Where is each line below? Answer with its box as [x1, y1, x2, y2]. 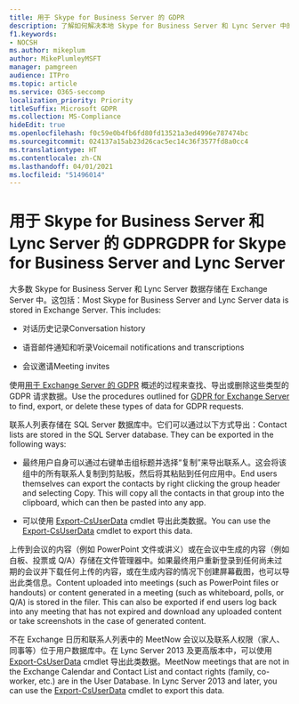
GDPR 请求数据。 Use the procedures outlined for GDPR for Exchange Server [9, 391, 290, 401]
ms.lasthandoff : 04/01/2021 [9, 162, 114, 171]
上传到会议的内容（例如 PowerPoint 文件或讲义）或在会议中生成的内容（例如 [9, 544, 290, 554]
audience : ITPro [9, 71, 69, 80]
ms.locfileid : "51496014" [9, 170, 105, 179]
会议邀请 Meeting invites [21, 361, 110, 372]
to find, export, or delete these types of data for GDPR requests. [9, 401, 245, 412]
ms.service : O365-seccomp [9, 87, 105, 96]
